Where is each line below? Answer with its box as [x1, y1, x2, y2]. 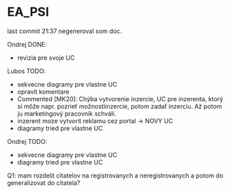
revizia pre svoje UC [17, 53, 75, 62]
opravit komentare [17, 87, 70, 96]
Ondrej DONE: [7, 40, 47, 48]
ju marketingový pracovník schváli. [17, 109, 117, 118]
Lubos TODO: [7, 67, 46, 75]
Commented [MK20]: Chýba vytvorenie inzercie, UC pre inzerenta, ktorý [17, 94, 223, 103]
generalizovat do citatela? [7, 178, 81, 186]
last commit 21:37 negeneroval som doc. [7, 27, 122, 35]
